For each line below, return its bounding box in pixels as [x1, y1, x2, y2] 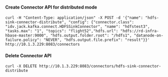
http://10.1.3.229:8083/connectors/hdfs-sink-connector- [39, 64, 161, 69]
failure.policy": [5, 37, 42, 43]
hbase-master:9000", [5, 33, 49, 38]
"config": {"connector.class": [68, 20, 135, 25]
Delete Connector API [5, 52, 52, 58]
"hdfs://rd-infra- [120, 28, 159, 34]
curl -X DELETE [5, 64, 37, 69]
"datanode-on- [134, 33, 164, 38]
